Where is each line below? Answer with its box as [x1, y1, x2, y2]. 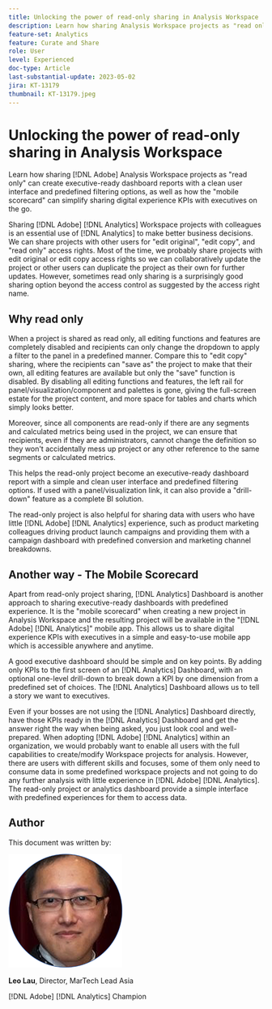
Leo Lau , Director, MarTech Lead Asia [8, 976, 134, 986]
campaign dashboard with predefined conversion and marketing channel [8, 535, 251, 546]
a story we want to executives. [8, 691, 111, 700]
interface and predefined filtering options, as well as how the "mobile [8, 187, 239, 197]
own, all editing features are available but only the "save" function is [8, 368, 236, 378]
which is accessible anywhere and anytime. [8, 641, 154, 651]
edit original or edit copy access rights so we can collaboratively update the [8, 254, 261, 264]
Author [8, 816, 45, 830]
